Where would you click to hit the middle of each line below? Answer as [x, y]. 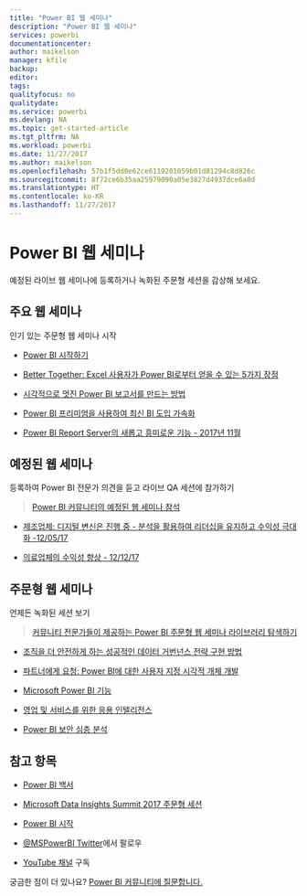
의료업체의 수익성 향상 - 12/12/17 [81, 558]
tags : [20, 86]
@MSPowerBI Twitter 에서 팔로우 [82, 843]
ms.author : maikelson [51, 162]
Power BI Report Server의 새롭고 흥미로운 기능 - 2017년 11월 [132, 432]
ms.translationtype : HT [55, 188]
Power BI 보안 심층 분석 [65, 730]
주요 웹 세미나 [46, 312]
